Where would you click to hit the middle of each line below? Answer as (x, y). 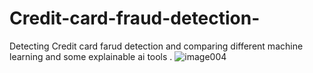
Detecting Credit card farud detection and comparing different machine (156, 46)
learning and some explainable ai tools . (91, 56)
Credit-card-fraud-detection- (135, 18)
